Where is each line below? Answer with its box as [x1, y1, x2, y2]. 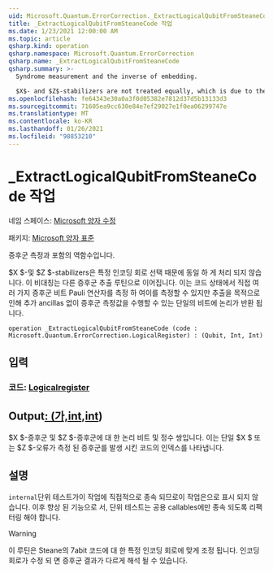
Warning [8, 528, 37, 538]
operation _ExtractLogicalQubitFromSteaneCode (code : [8, 324, 198, 332]
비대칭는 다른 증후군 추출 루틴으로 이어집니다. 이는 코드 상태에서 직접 [33, 277, 251, 287]
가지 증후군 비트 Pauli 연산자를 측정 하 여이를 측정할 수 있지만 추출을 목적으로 [16, 288, 261, 297]
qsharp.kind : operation [8, 42, 89, 50]
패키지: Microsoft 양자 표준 [8, 232, 95, 242]
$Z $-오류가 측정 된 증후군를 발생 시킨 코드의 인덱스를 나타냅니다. [16, 442, 225, 452]
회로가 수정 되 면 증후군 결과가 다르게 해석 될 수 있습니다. [8, 555, 188, 565]
